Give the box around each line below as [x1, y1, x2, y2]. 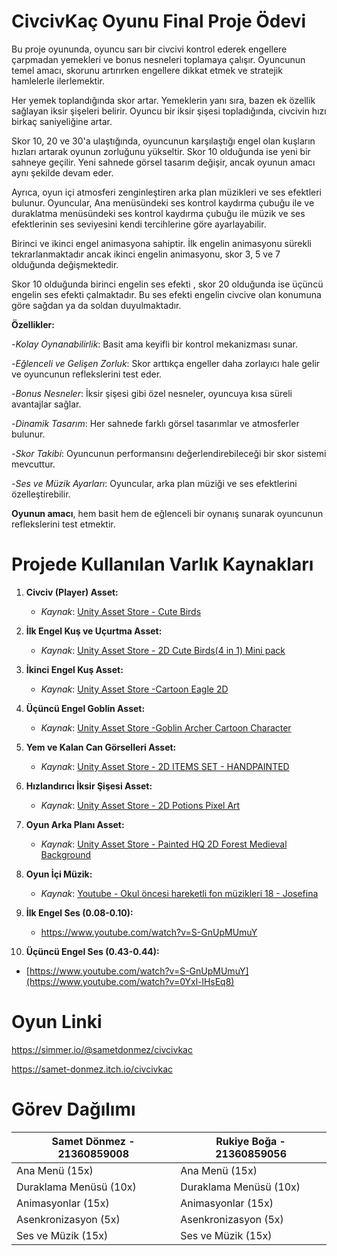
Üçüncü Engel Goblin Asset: [25, 702, 146, 714]
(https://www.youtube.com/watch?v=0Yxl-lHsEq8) [25, 975, 235, 987]
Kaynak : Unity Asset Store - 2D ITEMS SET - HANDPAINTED [40, 760, 290, 772]
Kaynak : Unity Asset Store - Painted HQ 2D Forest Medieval [40, 838, 288, 850]
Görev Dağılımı [11, 1098, 136, 1120]
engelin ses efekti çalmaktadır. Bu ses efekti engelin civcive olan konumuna [11, 288, 322, 300]
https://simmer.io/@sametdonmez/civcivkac [11, 1043, 193, 1055]
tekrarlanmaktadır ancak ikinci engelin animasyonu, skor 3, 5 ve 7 [11, 248, 281, 260]
